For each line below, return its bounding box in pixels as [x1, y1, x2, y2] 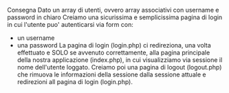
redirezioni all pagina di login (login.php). [17, 78, 133, 85]
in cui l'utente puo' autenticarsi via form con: [7, 21, 134, 28]
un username [17, 34, 55, 42]
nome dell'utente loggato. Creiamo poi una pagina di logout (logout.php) [17, 63, 222, 71]
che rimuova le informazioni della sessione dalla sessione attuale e [17, 70, 206, 79]
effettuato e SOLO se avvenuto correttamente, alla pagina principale [17, 48, 210, 56]
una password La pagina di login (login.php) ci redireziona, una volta [17, 41, 211, 49]
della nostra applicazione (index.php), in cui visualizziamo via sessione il [17, 56, 223, 64]
